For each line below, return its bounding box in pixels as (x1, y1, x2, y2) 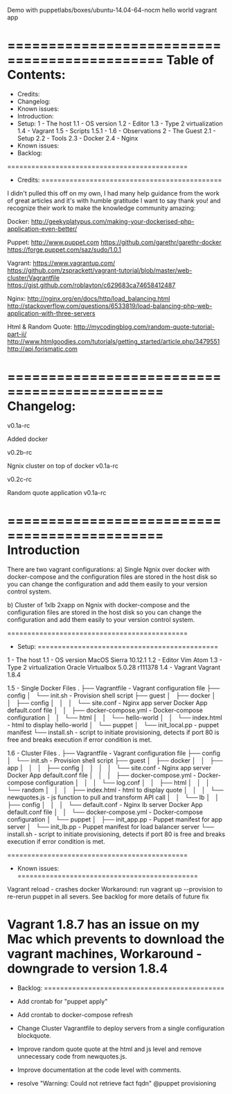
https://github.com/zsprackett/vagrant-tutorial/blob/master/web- (7, 266, 193, 275)
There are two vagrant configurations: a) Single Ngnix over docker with (7, 565, 210, 573)
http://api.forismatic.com (7, 345, 78, 353)
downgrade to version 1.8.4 (7, 961, 168, 976)
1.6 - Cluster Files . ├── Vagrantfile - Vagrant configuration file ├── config (7, 749, 220, 757)
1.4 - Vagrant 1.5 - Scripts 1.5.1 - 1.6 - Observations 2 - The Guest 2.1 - (17, 126, 216, 134)
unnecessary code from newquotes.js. (17, 1052, 127, 1060)
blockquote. (17, 1031, 52, 1039)
